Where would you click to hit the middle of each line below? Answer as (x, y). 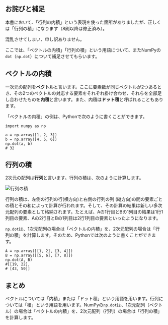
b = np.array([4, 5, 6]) (31, 139)
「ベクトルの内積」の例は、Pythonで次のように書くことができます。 (76, 116)
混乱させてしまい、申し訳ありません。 (45, 39)
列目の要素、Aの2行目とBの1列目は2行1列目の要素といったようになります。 (83, 218)
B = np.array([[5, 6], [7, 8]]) (39, 256)
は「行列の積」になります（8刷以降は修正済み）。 (56, 28)
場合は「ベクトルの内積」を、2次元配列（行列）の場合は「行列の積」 (90, 311)
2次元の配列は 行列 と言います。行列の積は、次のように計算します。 (74, 178)
